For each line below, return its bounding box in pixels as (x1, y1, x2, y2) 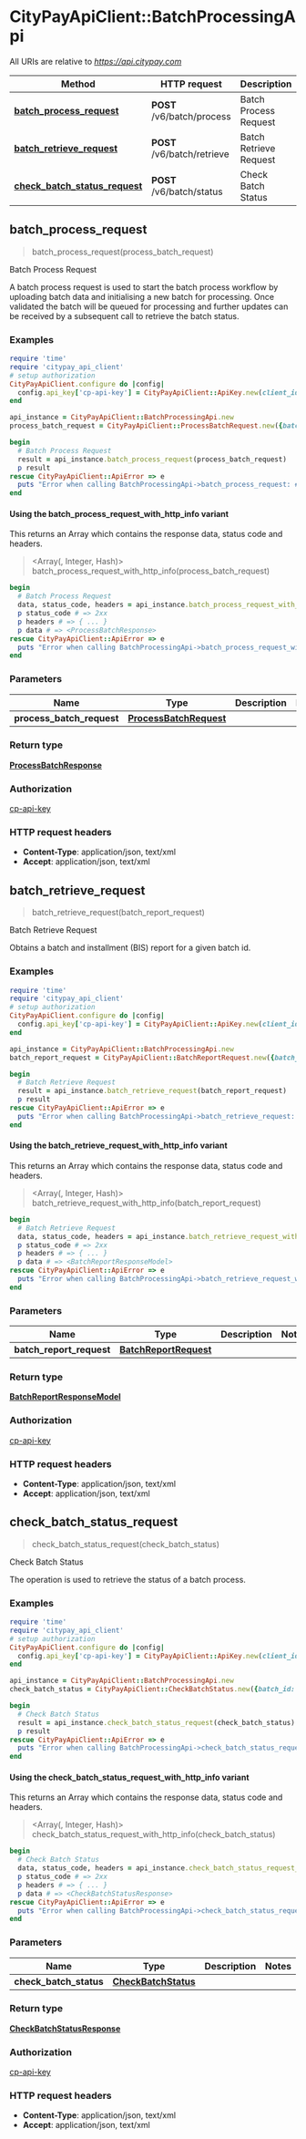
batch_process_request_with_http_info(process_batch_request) (31, 565, 270, 576)
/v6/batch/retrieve (151, 148, 229, 160)
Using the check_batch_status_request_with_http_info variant (9, 1772, 250, 1782)
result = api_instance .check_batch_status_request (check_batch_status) (17, 1718, 296, 1727)
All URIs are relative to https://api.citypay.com (9, 56, 182, 67)
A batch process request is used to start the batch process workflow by (9, 281, 279, 293)
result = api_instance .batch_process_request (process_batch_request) (17, 454, 287, 464)
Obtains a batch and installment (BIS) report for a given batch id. (9, 942, 251, 954)
